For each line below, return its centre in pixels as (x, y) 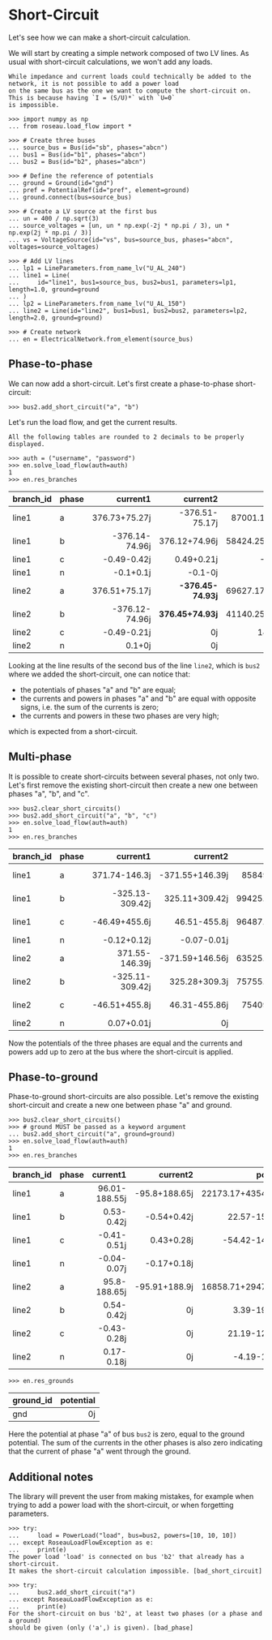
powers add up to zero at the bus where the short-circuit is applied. (121, 1051)
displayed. (27, 444)
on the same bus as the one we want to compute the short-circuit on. (130, 91)
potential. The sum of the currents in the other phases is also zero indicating (136, 1443)
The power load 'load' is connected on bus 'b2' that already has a (126, 1557)
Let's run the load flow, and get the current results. (93, 422)
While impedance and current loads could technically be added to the (130, 76)
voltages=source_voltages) (54, 247)
